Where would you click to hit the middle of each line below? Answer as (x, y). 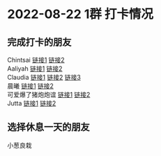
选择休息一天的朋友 (48, 127)
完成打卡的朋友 (39, 42)
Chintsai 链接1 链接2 (36, 60)
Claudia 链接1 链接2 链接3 (44, 77)
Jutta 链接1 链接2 (32, 103)
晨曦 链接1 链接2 (31, 86)
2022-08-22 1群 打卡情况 (80, 14)
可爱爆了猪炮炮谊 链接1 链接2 (49, 95)
